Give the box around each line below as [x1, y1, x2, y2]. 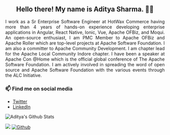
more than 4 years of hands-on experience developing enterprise [5, 24, 165, 30]
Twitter [12, 99, 28, 105]
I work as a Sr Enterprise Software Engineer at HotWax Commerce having [5, 18, 165, 24]
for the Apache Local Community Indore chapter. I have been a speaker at [5, 51, 165, 57]
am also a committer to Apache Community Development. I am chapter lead [5, 45, 165, 51]
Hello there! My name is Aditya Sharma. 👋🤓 [16, 5, 154, 14]
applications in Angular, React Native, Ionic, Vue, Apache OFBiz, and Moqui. [5, 29, 165, 35]
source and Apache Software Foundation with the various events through [5, 67, 165, 73]
